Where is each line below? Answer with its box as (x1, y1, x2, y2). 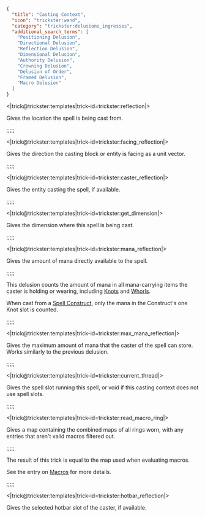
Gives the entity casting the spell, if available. (6, 186, 121, 193)
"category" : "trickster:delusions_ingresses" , (12, 23, 133, 29)
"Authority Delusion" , (17, 57, 75, 63)
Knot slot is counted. (6, 306, 59, 313)
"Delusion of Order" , (17, 68, 72, 75)
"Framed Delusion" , (17, 74, 67, 80)
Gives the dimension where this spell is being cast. (6, 222, 135, 228)
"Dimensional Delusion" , (17, 52, 81, 58)
